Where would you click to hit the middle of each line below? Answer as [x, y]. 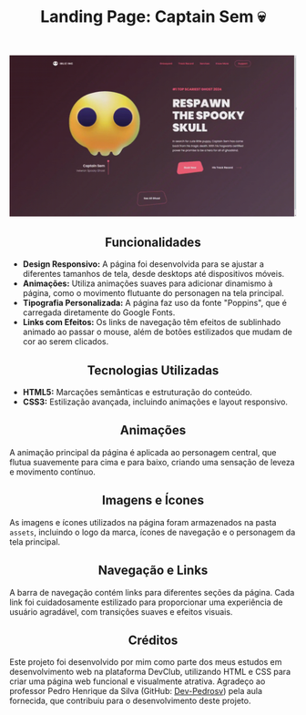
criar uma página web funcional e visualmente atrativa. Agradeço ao [138, 681]
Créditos [153, 640]
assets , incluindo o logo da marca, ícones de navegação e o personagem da [153, 532]
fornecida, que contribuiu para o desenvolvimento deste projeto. [130, 701]
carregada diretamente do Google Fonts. [99, 312]
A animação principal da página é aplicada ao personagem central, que [143, 452]
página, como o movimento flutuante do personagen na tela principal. [153, 293]
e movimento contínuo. [52, 472]
